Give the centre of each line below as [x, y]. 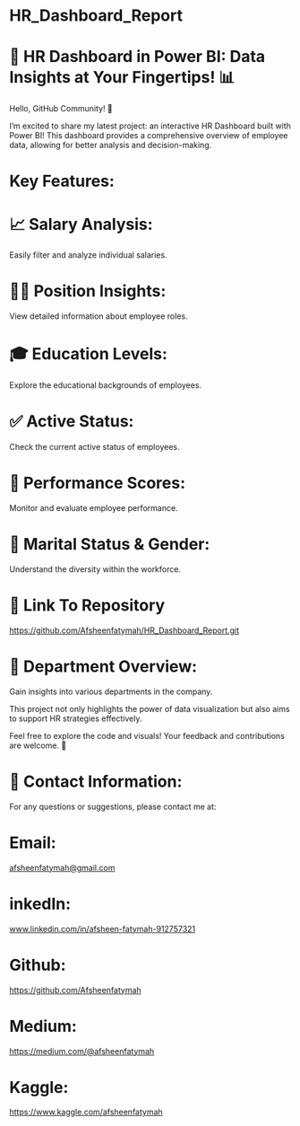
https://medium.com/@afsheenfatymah [82, 1051]
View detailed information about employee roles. [99, 316]
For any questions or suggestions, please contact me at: [113, 806]
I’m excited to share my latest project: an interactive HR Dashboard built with [150, 126]
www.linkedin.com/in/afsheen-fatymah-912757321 [103, 928]
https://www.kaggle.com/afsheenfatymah [86, 1112]
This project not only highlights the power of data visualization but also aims [150, 708]
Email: [33, 843]
